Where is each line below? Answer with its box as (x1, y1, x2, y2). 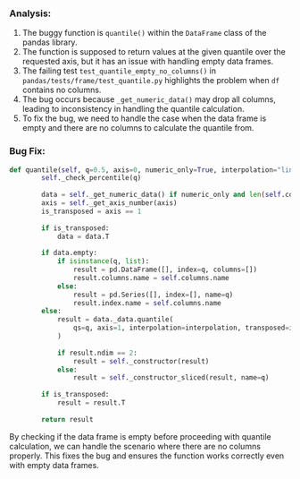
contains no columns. (21, 84, 102, 96)
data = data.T (56, 232, 110, 241)
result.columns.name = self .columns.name (72, 273, 229, 282)
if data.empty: (41, 249, 98, 258)
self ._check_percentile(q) (41, 174, 142, 183)
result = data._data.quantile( (56, 315, 174, 324)
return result (41, 415, 94, 423)
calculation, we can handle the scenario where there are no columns (9, 441, 262, 451)
